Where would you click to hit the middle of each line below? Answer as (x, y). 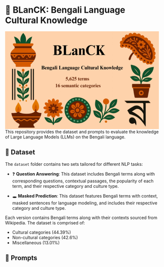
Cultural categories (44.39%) (41, 232)
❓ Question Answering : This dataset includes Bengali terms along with (83, 174)
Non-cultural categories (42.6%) (45, 237)
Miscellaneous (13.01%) (36, 243)
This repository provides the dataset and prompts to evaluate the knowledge (82, 132)
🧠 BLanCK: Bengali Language (65, 10)
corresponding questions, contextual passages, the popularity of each (83, 181)
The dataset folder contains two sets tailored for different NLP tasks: (74, 164)
